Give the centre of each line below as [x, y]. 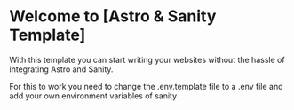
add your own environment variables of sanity [93, 96]
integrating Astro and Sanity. [61, 69]
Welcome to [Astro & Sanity [113, 16]
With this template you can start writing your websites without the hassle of [147, 59]
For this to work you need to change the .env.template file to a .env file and [146, 86]
